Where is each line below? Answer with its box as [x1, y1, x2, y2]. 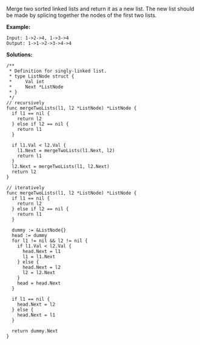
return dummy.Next [12, 328, 59, 334]
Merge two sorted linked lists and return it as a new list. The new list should [6, 5, 195, 12]
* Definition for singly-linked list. [8, 68, 107, 74]
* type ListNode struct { [8, 73, 75, 79]
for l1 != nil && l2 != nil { [12, 238, 88, 244]
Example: [6, 24, 31, 30]
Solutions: [6, 51, 33, 58]
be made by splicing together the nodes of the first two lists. [6, 12, 157, 19]
